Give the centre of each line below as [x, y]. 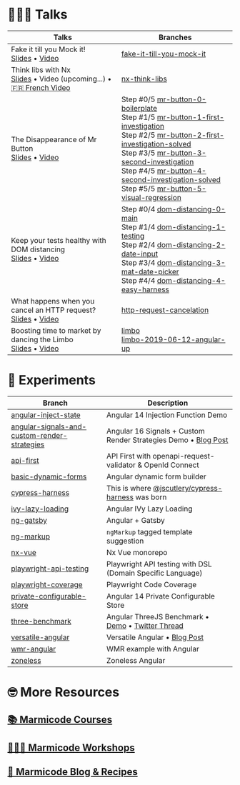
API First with [129, 456]
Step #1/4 [138, 226]
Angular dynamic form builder [156, 476]
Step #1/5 [138, 117]
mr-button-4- [182, 171]
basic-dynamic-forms [49, 476]
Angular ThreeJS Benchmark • [157, 616]
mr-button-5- [182, 189]
